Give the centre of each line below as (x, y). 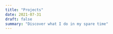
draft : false (19, 19)
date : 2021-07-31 (23, 14)
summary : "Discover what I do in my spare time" (57, 24)
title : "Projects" (24, 10)
